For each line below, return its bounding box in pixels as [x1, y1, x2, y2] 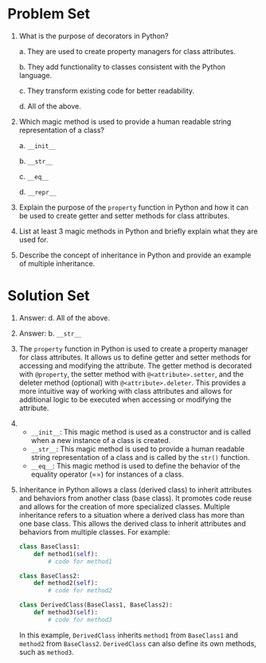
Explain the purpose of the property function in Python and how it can [18, 202, 248, 212]
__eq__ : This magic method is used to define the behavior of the [30, 461, 241, 470]
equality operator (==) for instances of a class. [30, 469, 184, 479]
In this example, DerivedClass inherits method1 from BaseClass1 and [18, 630, 238, 640]
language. [18, 70, 53, 80]
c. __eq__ [18, 171, 49, 181]
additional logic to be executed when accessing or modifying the [18, 394, 232, 404]
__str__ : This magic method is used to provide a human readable [30, 444, 244, 453]
